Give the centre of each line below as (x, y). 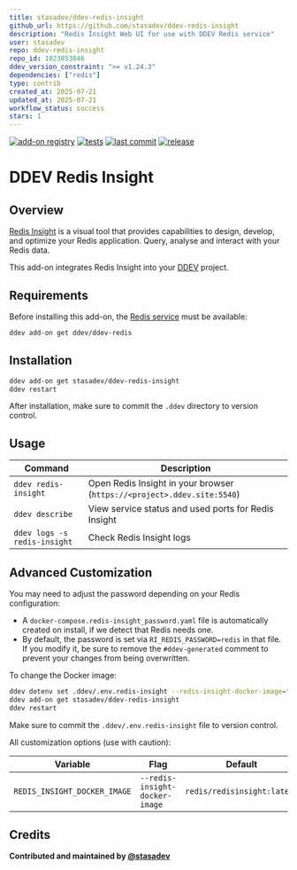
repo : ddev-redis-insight (57, 51)
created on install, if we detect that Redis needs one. (118, 630)
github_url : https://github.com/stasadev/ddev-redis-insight (124, 26)
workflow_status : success (57, 108)
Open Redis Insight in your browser (161, 483)
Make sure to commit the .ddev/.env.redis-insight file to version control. (144, 725)
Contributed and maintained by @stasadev (90, 856)
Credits (30, 835)
